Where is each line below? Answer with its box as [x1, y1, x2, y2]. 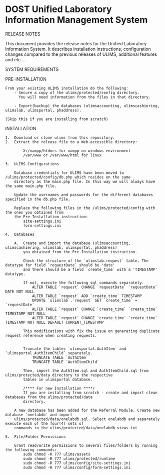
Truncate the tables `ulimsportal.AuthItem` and [23, 346, 126, 351]
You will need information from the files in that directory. [18, 94, 151, 100]
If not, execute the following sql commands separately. [23, 280, 144, 285]
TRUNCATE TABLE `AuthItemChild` [31, 359, 99, 364]
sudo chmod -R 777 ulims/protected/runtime [23, 456, 115, 461]
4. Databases [5, 232, 35, 237]
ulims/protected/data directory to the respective [5, 372, 113, 377]
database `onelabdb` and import [5, 412, 72, 417]
